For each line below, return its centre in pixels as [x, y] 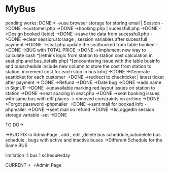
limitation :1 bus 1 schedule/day [38, 155]
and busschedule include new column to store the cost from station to [78, 66]
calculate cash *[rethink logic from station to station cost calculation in [79, 55]
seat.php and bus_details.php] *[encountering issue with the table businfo [82, 61]
